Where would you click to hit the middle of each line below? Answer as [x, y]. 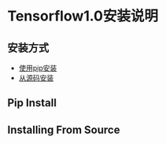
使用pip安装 [38, 68]
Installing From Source [64, 129]
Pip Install [32, 103]
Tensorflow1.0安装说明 [83, 16]
